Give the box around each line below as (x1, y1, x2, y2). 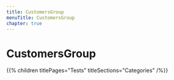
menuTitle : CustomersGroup (6, 15, 75, 21)
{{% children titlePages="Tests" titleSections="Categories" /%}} (6, 67, 169, 74)
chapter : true (6, 20, 43, 26)
